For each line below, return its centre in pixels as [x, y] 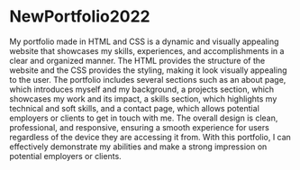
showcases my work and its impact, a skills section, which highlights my [143, 98]
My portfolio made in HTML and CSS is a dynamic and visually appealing [144, 41]
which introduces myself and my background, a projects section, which [142, 89]
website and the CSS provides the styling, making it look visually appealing [148, 70]
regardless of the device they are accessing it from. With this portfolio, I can [150, 137]
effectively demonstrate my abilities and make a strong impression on [138, 147]
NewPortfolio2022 [80, 17]
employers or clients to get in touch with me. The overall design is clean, [144, 118]
